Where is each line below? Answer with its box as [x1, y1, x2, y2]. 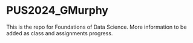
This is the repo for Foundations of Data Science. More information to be [6, 23, 187, 30]
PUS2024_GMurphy [6, 4, 109, 17]
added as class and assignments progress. [6, 29, 113, 36]
